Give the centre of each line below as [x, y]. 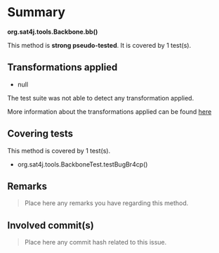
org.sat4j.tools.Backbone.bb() [53, 32]
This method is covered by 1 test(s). [59, 150]
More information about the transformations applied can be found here [109, 111]
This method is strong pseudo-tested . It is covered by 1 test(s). [99, 45]
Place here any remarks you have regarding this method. [106, 203]
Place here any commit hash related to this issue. [95, 242]
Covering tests [40, 134]
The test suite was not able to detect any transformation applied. [101, 98]
